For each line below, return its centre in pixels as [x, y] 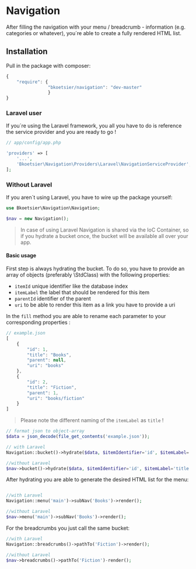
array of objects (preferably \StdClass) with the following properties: [88, 275]
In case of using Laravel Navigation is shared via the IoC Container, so [104, 230]
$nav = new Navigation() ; [37, 218]
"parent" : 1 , [43, 393]
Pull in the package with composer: [48, 65]
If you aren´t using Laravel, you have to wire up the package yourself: [89, 198]
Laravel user [24, 113]
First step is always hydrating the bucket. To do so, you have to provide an [95, 269]
